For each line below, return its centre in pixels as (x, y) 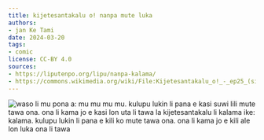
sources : (22, 67)
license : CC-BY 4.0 (40, 60)
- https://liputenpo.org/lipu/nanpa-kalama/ (82, 74)
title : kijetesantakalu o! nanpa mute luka (81, 15)
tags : (17, 45)
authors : (22, 23)
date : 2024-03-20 (37, 37)
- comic (21, 52)
